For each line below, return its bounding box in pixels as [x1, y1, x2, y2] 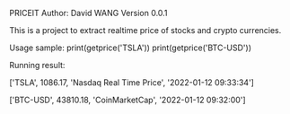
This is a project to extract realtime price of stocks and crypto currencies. [9, 25, 282, 35]
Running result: [9, 60, 66, 70]
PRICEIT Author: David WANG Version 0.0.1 [9, 8, 168, 18]
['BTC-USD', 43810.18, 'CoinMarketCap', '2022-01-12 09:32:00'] [9, 94, 246, 105]
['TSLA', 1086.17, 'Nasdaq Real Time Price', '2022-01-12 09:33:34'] [9, 77, 254, 88]
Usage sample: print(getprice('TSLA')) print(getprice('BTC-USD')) [9, 42, 252, 53]
